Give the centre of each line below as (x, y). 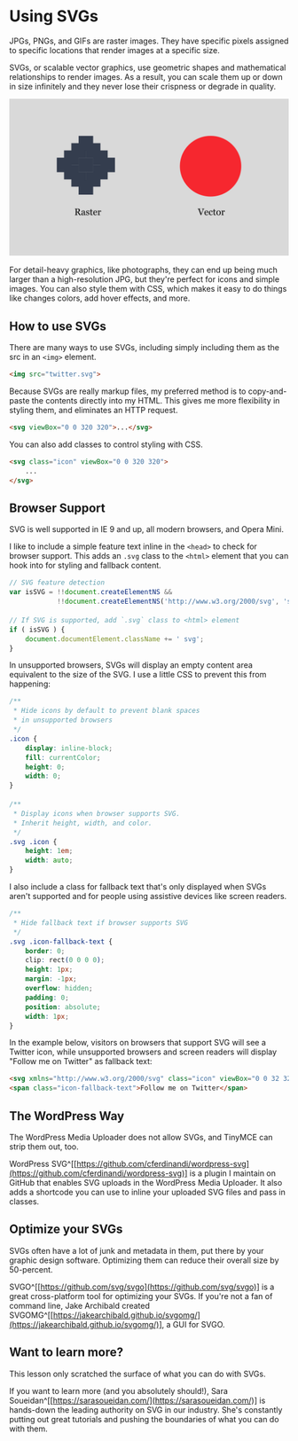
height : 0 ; (45, 767)
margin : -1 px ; (51, 979)
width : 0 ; (43, 776)
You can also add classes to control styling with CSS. (106, 444)
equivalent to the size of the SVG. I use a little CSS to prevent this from (138, 675)
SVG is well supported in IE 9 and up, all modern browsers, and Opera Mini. (146, 529)
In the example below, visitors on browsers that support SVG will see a (137, 1043)
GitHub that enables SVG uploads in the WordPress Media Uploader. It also (146, 1183)
